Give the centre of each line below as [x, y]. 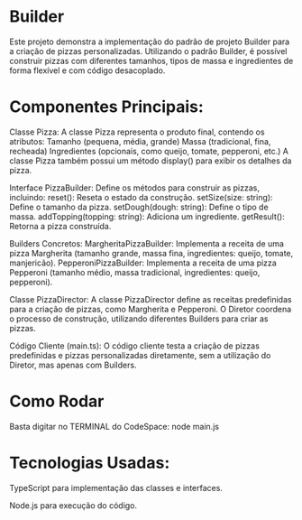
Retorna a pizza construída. [60, 226]
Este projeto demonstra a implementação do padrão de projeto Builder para [150, 42]
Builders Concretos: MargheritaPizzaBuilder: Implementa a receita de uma [146, 243]
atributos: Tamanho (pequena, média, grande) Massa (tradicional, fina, [140, 141]
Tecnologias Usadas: [90, 463]
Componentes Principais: [107, 107]
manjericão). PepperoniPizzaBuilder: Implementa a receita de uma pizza [143, 263]
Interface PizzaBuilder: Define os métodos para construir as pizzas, [134, 188]
